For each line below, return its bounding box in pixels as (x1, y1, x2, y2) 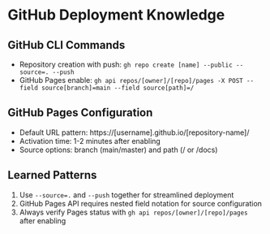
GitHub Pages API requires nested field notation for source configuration (19, 198, 263, 208)
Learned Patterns (7, 168, 97, 182)
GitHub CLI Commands (7, 38, 126, 52)
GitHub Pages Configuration (7, 106, 153, 119)
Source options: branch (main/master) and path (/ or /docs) (19, 145, 218, 154)
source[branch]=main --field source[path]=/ (41, 84, 195, 92)
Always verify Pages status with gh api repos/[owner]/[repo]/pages (19, 207, 248, 217)
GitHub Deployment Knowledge (7, 6, 225, 24)
